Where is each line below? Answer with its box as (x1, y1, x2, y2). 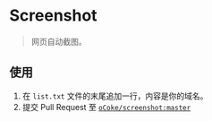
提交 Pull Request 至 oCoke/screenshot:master (21, 101, 191, 112)
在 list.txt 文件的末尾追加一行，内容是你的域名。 (21, 91, 208, 101)
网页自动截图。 (30, 36, 87, 47)
